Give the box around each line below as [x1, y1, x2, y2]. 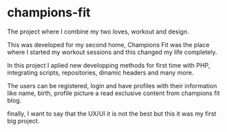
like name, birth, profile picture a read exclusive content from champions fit [7, 89, 220, 97]
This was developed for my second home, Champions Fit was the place [7, 40, 210, 49]
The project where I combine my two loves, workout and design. [7, 27, 189, 36]
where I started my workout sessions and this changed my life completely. [7, 48, 217, 56]
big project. [7, 116, 40, 124]
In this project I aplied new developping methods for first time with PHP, [7, 61, 210, 69]
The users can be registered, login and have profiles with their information [7, 81, 217, 90]
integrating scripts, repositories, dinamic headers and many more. [7, 68, 194, 77]
